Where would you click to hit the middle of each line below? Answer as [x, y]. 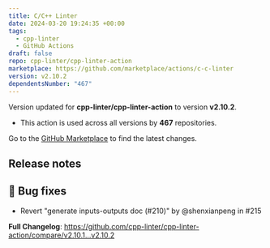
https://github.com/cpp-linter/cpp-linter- [132, 226]
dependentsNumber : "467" [50, 83]
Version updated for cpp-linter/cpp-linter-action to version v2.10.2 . [123, 107]
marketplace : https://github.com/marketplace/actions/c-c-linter [121, 69]
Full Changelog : [35, 226]
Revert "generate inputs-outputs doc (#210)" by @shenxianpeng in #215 [141, 211]
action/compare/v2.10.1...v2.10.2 [62, 235]
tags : [17, 31]
